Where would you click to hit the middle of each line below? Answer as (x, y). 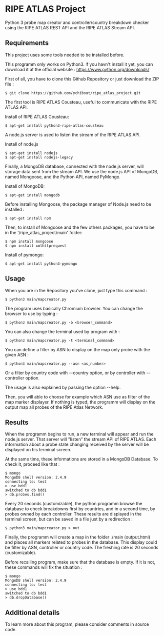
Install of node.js (22, 144)
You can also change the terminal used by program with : (62, 331)
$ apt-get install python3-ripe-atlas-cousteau (54, 125)
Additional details (32, 612)
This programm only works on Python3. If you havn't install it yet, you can (79, 64)
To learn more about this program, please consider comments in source (77, 624)
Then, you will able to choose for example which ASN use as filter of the (78, 397)
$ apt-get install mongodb (32, 195)
